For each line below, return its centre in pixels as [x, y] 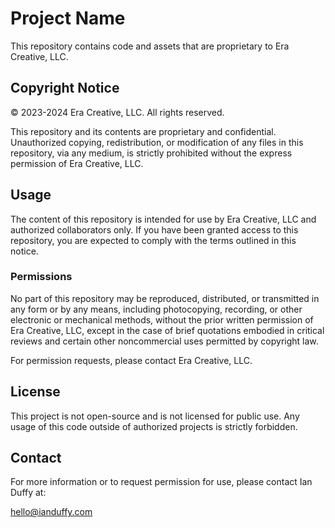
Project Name [68, 18]
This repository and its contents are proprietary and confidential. [143, 131]
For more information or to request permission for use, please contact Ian [161, 482]
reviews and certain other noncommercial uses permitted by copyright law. [164, 341]
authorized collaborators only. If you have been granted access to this [154, 229]
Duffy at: [28, 493]
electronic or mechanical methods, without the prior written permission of [162, 319]
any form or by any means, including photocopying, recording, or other [156, 309]
